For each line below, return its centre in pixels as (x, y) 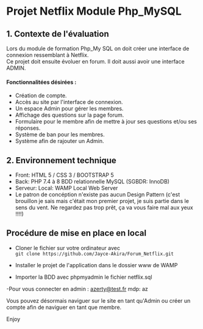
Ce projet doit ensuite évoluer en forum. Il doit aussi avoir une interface (95, 61)
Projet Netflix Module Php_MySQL (94, 11)
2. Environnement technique (62, 160)
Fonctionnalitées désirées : (41, 82)
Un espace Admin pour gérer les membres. (69, 109)
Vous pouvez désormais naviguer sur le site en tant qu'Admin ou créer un (98, 300)
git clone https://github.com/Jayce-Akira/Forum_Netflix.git (94, 254)
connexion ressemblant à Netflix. (48, 55)
